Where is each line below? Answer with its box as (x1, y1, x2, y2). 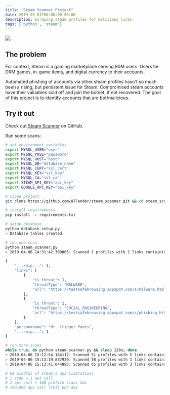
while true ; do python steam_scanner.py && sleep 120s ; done (5, 347, 137, 353)
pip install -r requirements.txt (5, 212, 76, 217)
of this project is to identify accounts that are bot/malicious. (5, 95, 130, 101)
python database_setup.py (5, 226, 60, 231)
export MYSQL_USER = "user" (5, 147, 60, 152)
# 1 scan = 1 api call (5, 375, 53, 381)
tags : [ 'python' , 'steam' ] (5, 21, 62, 27)
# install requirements (5, 208, 56, 213)
